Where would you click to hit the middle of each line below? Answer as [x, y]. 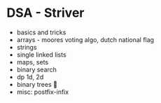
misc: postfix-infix [43, 92]
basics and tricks [41, 32]
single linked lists [42, 55]
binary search [37, 69]
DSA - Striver [45, 13]
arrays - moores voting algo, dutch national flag [85, 39]
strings [27, 47]
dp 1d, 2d [30, 77]
